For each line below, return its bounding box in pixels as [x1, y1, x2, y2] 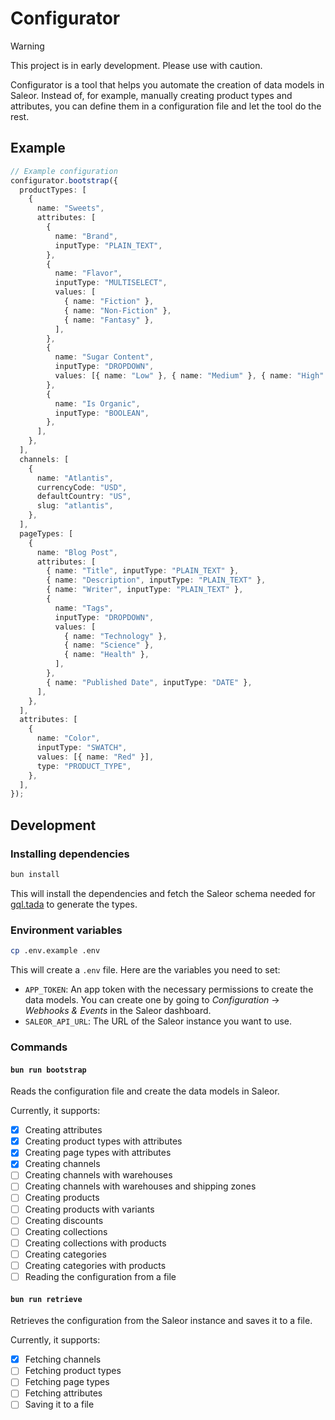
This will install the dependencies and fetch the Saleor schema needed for [10, 887, 316, 899]
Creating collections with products [24, 1237, 167, 1249]
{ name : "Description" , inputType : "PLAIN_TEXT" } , [46, 575, 267, 586]
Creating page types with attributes [24, 1147, 172, 1159]
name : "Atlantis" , [36, 473, 114, 483]
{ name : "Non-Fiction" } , [63, 305, 172, 316]
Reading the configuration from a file [24, 1270, 177, 1282]
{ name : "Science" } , [63, 640, 155, 651]
